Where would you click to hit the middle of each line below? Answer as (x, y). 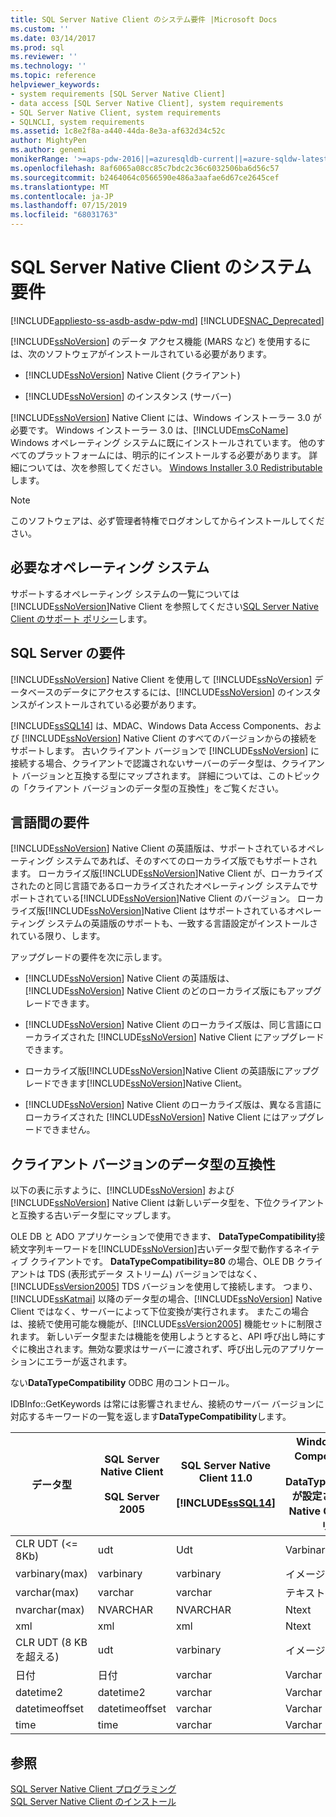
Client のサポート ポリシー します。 (81, 618)
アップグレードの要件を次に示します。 (89, 957)
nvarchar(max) (50, 1610)
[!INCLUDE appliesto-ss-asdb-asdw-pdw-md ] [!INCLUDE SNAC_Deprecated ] (167, 320)
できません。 (69, 1130)
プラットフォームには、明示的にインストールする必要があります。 (171, 455)
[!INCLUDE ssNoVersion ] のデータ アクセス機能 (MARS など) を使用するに (160, 341)
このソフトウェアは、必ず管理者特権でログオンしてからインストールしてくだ (167, 520)
